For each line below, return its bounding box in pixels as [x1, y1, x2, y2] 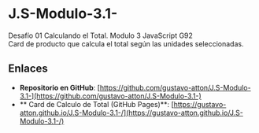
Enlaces [8, 62, 49, 76]
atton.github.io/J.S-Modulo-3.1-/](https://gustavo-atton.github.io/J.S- [19, 108, 244, 117]
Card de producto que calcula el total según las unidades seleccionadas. [8, 39, 244, 48]
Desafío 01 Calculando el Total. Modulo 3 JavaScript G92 [8, 31, 193, 40]
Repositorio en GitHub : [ [19, 83, 101, 92]
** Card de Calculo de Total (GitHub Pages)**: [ [19, 99, 175, 109]
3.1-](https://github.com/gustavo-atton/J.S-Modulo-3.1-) [19, 91, 202, 101]
